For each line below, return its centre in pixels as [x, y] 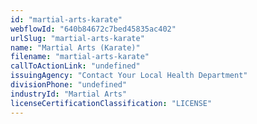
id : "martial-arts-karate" [66, 19]
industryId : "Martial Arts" [69, 94]
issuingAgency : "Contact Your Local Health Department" [129, 76]
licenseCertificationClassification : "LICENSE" [111, 103]
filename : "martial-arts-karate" [80, 57]
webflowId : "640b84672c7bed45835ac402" [93, 29]
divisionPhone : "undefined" [69, 85]
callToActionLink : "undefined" [75, 66]
